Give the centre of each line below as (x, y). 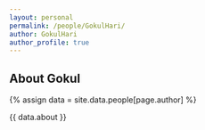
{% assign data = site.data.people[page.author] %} (103, 100)
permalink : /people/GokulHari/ (67, 26)
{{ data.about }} (38, 118)
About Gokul (45, 78)
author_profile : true (49, 42)
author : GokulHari (43, 34)
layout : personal (41, 17)
